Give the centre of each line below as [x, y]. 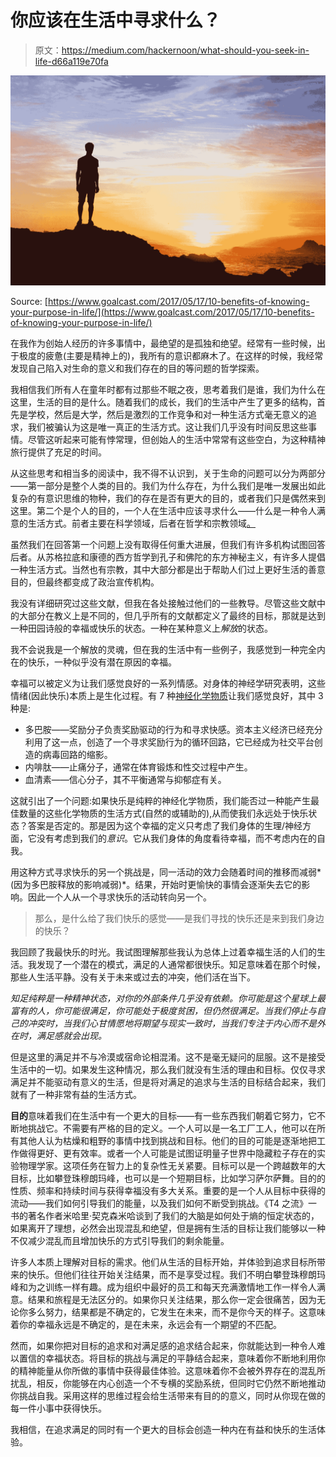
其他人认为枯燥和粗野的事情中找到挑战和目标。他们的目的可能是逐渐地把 [167, 1140]
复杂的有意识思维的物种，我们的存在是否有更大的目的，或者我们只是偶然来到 [168, 498]
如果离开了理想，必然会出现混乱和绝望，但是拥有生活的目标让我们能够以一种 [168, 1228]
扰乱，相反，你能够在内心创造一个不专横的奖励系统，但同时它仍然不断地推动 [168, 1383]
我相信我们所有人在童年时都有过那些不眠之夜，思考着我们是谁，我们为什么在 [168, 389]
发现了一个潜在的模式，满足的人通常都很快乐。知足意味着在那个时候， [181, 964]
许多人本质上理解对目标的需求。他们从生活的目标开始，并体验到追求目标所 [163, 1262]
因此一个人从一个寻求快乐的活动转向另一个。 [119, 897]
